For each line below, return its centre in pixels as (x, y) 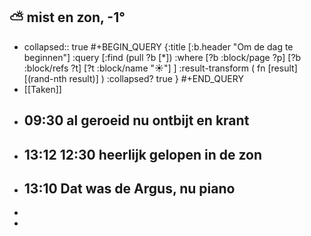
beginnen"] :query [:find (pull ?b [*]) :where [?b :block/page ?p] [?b (162, 57)
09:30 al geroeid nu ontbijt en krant (136, 120)
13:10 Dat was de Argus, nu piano (129, 188)
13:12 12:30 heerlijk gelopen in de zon (143, 154)
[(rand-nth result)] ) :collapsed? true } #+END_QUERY (133, 78)
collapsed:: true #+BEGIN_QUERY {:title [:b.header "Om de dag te (158, 46)
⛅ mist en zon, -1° (67, 17)
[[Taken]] (42, 89)
